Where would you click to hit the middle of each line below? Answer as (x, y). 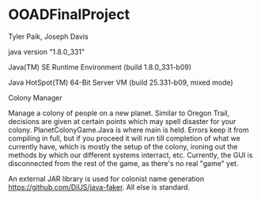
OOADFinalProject (69, 15)
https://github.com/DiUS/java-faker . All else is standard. (99, 187)
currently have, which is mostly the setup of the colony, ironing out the (123, 146)
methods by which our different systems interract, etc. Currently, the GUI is (130, 155)
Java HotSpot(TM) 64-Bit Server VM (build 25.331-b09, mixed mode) (121, 82)
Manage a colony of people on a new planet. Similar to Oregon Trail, (119, 113)
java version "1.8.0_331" (47, 51)
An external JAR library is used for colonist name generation (106, 179)
